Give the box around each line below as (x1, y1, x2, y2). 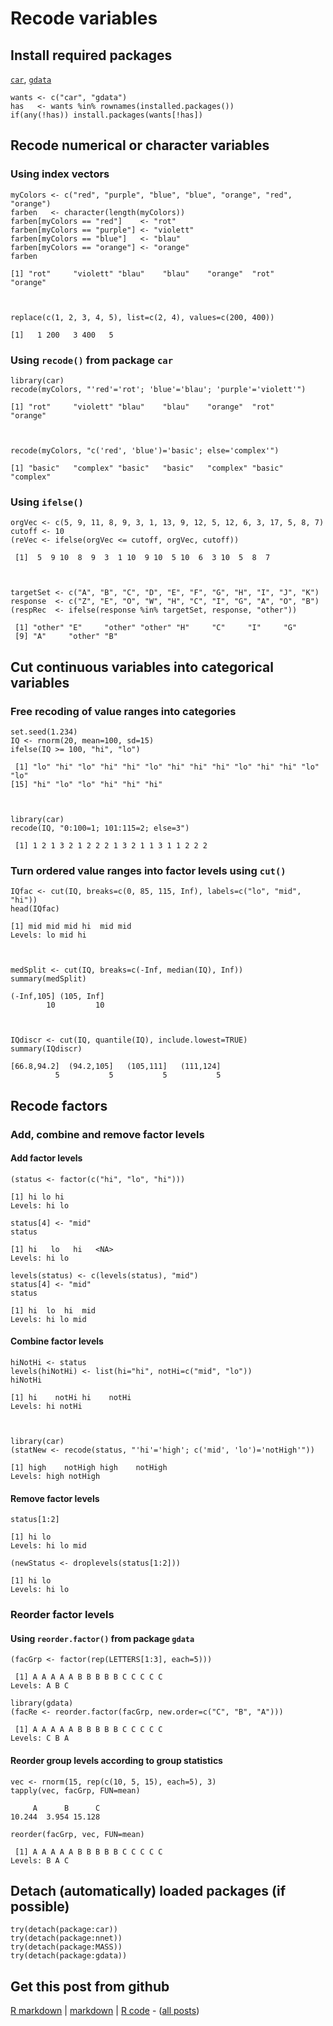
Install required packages (10, 47, 173, 64)
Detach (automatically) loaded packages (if (10, 1882, 286, 1899)
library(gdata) (10, 1698, 74, 1709)
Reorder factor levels (10, 1608, 115, 1622)
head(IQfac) (10, 904, 60, 914)
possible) (10, 1898, 70, 1915)
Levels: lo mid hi (10, 930, 87, 941)
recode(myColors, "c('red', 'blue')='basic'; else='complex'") (10, 445, 280, 456)
